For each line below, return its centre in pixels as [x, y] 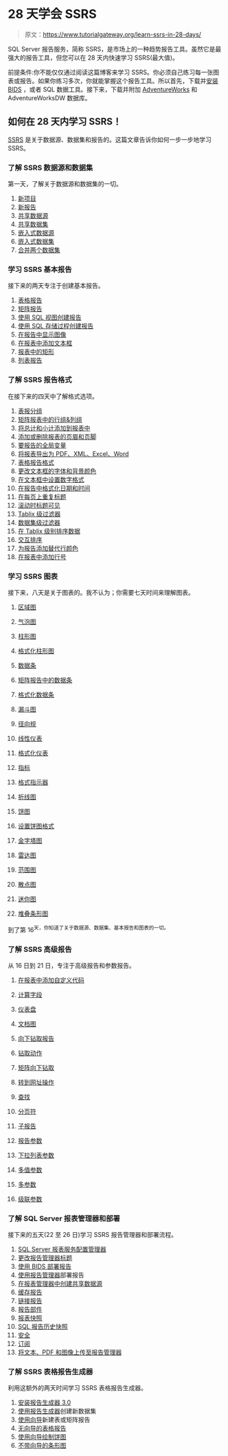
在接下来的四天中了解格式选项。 [53, 396]
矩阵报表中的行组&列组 [50, 419]
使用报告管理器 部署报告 [51, 1275]
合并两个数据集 [39, 250]
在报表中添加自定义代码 [51, 980]
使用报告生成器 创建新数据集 [57, 1411]
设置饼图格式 [36, 826]
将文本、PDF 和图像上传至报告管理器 [70, 1352]
